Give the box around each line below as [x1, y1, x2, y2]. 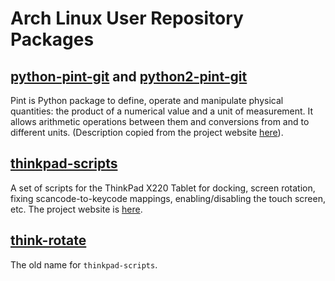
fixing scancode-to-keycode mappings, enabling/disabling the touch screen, [10, 192, 326, 204]
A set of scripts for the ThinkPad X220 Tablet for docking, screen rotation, [10, 182, 316, 194]
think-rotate [10, 232, 87, 249]
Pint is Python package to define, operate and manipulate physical [10, 95, 284, 106]
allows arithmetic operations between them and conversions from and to [10, 116, 310, 127]
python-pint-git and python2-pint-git [10, 68, 248, 85]
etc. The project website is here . [10, 203, 143, 215]
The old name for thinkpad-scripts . [10, 258, 158, 271]
